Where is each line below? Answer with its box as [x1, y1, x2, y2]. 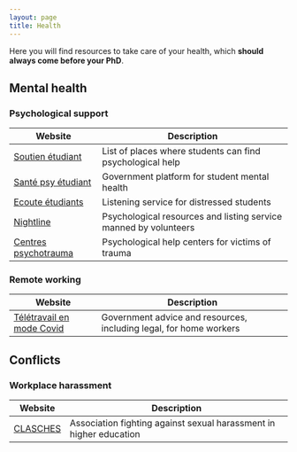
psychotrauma [13, 247, 73, 260]
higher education [69, 428, 141, 440]
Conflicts [9, 352, 61, 368]
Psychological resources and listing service [101, 210, 283, 222]
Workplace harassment [9, 378, 112, 391]
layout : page [9, 12, 57, 22]
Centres [13, 236, 47, 248]
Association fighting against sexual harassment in [69, 417, 276, 430]
